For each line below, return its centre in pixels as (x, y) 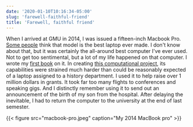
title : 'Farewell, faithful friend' (50, 22)
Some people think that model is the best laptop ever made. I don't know (93, 45)
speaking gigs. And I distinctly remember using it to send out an (83, 89)
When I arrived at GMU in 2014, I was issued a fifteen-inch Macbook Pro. (94, 39)
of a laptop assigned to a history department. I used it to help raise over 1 (94, 76)
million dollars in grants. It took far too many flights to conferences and (91, 82)
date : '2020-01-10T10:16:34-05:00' (49, 11)
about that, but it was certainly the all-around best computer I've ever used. (97, 51)
